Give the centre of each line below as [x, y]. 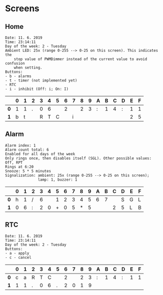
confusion [15, 63]
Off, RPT [14, 162]
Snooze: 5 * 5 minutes [28, 171]
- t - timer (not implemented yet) [41, 81]
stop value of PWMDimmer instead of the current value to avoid [81, 59]
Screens [22, 9]
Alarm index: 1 [20, 145]
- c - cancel [18, 257]
